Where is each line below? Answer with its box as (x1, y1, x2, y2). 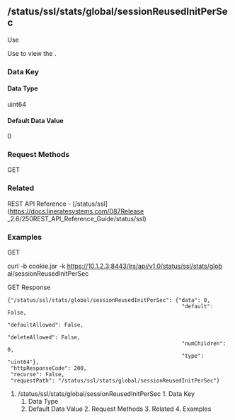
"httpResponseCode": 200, (10, 365, 87, 372)
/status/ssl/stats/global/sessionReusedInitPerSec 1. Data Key (17, 390, 195, 398)
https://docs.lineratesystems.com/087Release (9, 206, 144, 215)
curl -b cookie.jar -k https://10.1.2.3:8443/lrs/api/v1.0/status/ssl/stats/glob (7, 262, 223, 271)
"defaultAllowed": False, (7, 322, 84, 329)
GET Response (7, 283, 51, 292)
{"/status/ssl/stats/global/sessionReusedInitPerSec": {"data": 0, (7, 297, 211, 304)
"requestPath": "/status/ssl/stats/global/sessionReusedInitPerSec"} (10, 378, 220, 385)
